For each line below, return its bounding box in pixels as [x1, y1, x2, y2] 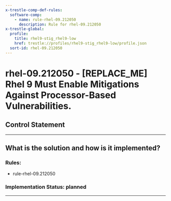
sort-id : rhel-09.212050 [10, 46, 63, 51]
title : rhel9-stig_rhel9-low [14, 36, 76, 41]
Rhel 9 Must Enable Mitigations [5, 78, 139, 90]
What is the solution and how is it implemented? [5, 144, 160, 152]
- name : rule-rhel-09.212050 [14, 17, 76, 22]
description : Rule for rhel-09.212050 [18, 21, 101, 27]
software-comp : [10, 12, 42, 17]
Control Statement [5, 121, 65, 129]
